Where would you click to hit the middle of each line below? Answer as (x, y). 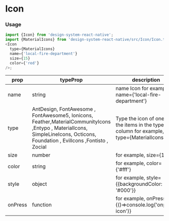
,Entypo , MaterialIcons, (60, 128)
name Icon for (132, 89)
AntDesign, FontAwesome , (64, 109)
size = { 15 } (20, 58)
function (42, 205)
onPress (18, 205)
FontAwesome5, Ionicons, (62, 115)
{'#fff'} (123, 170)
